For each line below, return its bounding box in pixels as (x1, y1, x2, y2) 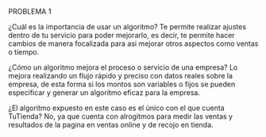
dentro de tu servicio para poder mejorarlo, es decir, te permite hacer (8, 31, 236, 40)
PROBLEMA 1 (8, 7, 52, 16)
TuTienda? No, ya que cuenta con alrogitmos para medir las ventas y (8, 112, 233, 121)
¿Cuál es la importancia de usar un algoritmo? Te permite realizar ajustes (8, 22, 247, 31)
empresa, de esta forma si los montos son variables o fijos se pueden (8, 79, 236, 89)
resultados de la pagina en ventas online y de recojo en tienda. (8, 120, 214, 129)
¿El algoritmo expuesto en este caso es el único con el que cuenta (8, 103, 225, 112)
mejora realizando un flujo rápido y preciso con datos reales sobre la (8, 71, 233, 80)
